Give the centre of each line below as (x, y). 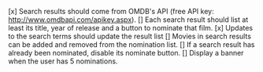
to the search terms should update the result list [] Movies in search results (130, 36)
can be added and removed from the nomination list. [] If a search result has (131, 45)
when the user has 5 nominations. (63, 61)
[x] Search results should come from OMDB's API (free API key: (111, 11)
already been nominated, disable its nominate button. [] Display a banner (126, 53)
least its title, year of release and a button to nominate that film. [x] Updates (131, 28)
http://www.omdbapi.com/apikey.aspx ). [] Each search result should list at (128, 20)
